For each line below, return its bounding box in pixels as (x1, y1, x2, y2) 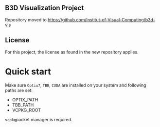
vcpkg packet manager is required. (5, 116, 72, 122)
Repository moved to (5, 17, 47, 22)
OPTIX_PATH (12, 97, 38, 103)
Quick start (5, 66, 51, 77)
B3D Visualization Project (5, 4, 84, 12)
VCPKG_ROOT (12, 107, 41, 113)
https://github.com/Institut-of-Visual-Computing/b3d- (48, 17, 156, 22)
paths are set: (5, 87, 33, 93)
